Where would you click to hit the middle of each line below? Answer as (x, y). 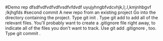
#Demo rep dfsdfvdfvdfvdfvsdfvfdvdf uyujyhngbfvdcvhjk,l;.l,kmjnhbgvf (78, 7)
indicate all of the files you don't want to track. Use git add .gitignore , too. (81, 28)
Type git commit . (23, 33)
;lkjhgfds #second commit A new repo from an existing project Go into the (81, 12)
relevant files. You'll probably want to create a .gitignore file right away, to (80, 23)
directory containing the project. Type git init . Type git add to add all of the (82, 18)
